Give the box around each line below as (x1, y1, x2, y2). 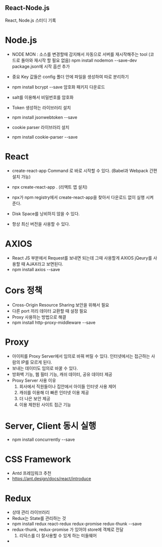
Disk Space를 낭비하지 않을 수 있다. (12, 210, 80, 216)
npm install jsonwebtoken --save (12, 114, 77, 120)
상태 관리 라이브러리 (12, 509, 50, 515)
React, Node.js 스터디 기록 (5, 17, 57, 23)
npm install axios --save (12, 266, 60, 272)
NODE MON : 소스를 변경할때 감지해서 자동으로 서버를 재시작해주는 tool (12, 51, 147, 57)
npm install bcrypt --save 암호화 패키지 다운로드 (12, 84, 105, 90)
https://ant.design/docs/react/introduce (12, 476, 91, 482)
